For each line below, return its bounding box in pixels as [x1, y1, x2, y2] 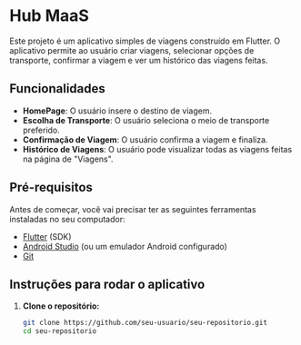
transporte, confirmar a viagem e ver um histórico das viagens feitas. [9, 54, 268, 65]
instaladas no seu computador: [9, 213, 125, 224]
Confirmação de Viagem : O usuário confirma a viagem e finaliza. [22, 133, 268, 145]
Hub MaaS [9, 5, 89, 26]
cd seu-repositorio [22, 327, 97, 336]
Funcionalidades [9, 81, 106, 96]
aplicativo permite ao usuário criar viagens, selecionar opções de [9, 44, 255, 55]
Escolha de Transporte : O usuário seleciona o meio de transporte [22, 114, 270, 125]
